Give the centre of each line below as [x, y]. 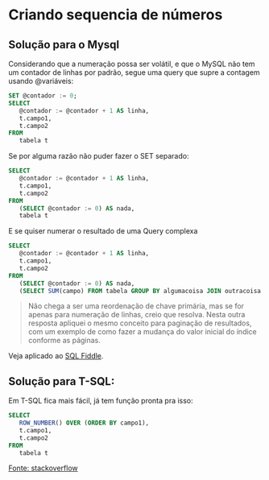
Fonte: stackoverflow [43, 468]
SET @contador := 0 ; [43, 96]
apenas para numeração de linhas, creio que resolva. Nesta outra [137, 315]
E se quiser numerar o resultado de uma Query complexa [103, 231]
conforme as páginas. [64, 341]
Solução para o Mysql [64, 45]
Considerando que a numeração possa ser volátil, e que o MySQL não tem [132, 64]
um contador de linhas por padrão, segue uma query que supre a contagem [134, 72]
